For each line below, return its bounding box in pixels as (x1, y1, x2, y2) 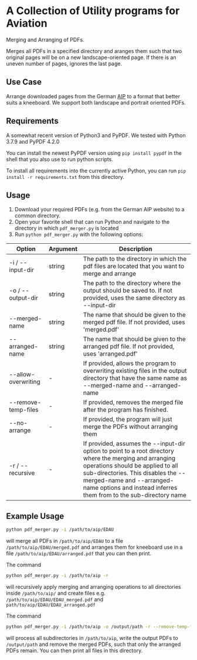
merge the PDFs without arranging (83, 423, 178, 431)
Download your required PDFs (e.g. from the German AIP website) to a (14, 206, 185, 213)
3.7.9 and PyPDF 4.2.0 (6, 138, 60, 145)
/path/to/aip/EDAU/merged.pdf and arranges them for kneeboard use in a (6, 543, 183, 551)
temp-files (9, 406, 39, 414)
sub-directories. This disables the (83, 469, 177, 477)
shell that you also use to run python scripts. (6, 155, 113, 162)
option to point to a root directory (83, 447, 174, 455)
